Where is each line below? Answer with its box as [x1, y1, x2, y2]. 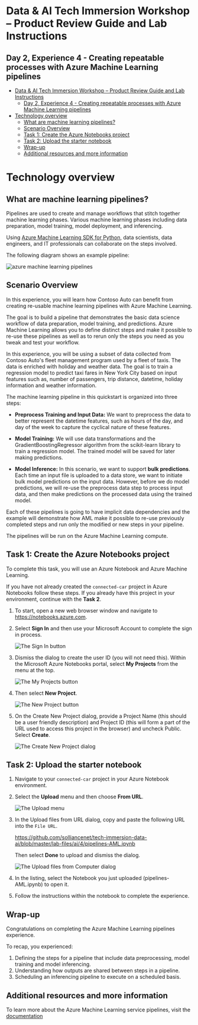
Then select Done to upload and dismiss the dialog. [14, 852, 141, 859]
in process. [14, 631, 43, 638]
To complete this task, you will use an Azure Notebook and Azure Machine [6, 565, 187, 572]
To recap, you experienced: [6, 943, 73, 950]
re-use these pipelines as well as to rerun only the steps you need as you [6, 333, 184, 340]
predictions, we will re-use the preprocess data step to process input [14, 484, 183, 491]
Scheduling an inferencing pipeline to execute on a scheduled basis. [14, 974, 181, 981]
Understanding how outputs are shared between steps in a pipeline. [14, 967, 180, 974]
